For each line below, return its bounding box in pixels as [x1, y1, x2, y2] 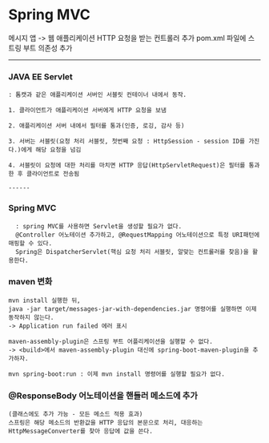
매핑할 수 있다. [8, 239, 53, 248]
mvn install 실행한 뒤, [8, 296, 81, 304]
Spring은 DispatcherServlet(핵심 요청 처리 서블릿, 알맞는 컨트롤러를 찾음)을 [15, 248, 250, 256]
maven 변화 [8, 276, 53, 288]
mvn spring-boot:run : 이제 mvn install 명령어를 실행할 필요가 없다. [8, 370, 226, 378]
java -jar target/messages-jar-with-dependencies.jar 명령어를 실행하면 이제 [8, 304, 257, 313]
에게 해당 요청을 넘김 [21, 146, 82, 154]
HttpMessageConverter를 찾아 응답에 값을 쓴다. [8, 427, 154, 436]
